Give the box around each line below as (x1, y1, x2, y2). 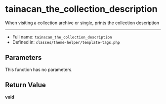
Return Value (5, 81, 46, 89)
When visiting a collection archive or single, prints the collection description (5, 20, 160, 26)
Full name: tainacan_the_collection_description (12, 34, 112, 40)
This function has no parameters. (5, 67, 73, 72)
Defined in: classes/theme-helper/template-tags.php (12, 39, 120, 45)
